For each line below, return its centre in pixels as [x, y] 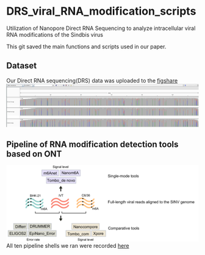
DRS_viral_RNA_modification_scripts [101, 11]
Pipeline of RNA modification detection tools [92, 144]
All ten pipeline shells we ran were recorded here [68, 246]
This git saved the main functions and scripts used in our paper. [86, 46]
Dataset [22, 66]
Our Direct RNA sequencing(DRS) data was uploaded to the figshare [92, 80]
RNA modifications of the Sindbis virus [55, 34]
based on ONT [34, 154]
